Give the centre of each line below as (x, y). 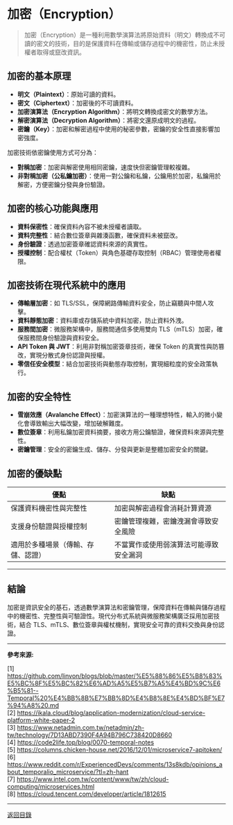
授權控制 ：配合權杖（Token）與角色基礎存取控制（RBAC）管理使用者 (116, 252)
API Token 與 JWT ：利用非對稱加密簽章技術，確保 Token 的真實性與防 (118, 347)
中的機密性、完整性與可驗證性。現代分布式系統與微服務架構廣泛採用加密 (110, 616)
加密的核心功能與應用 (53, 209)
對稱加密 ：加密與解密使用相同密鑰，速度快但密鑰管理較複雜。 (105, 167)
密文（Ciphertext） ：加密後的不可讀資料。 (77, 103)
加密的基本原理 (39, 76)
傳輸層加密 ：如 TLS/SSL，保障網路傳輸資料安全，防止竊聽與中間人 (112, 303)
